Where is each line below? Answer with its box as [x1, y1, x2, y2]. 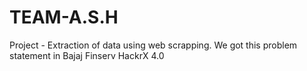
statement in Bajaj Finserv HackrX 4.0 [9, 49, 165, 61]
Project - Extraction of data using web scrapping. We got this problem [9, 39, 298, 51]
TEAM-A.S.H [9, 6, 119, 29]
